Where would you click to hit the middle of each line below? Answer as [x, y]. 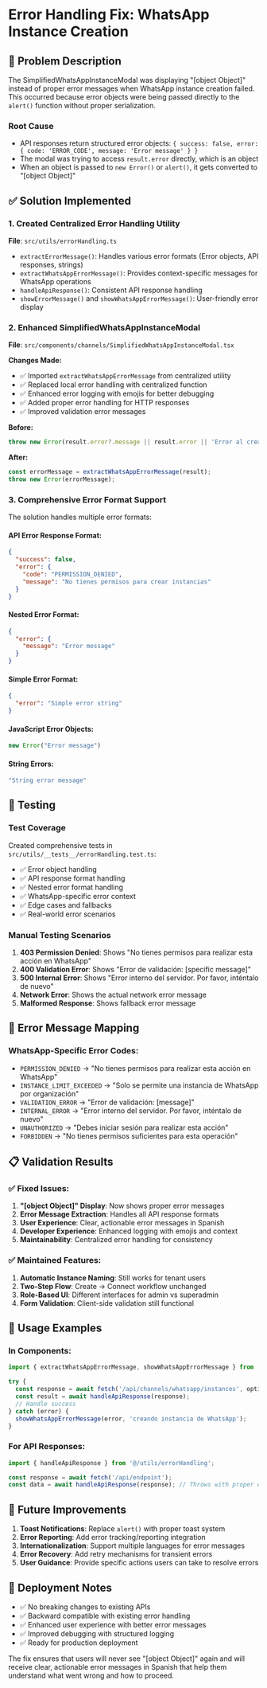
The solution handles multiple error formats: [80, 517]
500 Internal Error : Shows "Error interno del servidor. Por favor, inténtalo [139, 978]
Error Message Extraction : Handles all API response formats [119, 1214]
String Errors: [31, 764]
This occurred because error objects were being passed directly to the [124, 97]
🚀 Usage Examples [55, 1329]
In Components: [40, 1351]
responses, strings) [51, 264]
